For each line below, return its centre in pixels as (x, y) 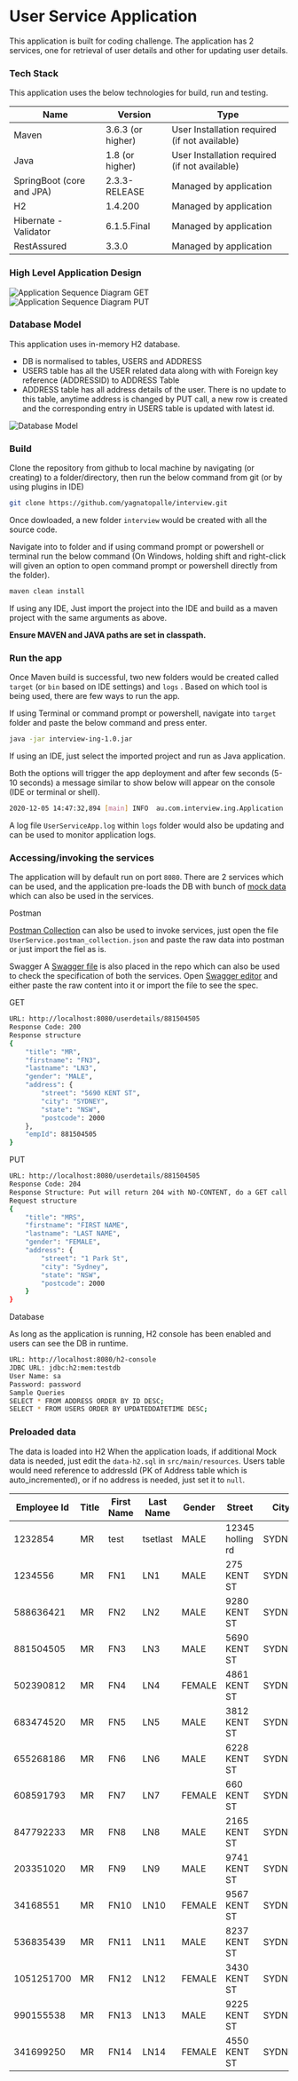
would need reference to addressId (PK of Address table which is (128, 1470)
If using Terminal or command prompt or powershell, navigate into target (143, 713)
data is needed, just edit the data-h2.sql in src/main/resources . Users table (147, 1461)
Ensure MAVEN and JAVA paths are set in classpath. (108, 635)
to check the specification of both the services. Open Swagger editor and (143, 976)
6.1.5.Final (128, 226)
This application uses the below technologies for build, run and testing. (139, 93)
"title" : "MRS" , (55, 1217)
